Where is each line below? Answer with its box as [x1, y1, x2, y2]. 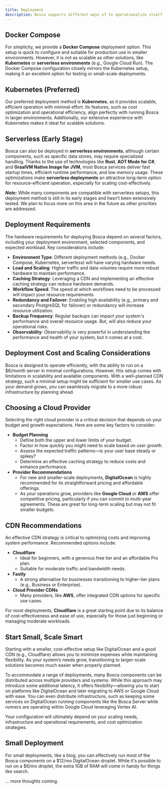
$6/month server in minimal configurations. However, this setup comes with [5, 368, 162, 374]
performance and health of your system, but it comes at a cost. [12, 334, 143, 340]
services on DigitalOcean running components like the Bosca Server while [5, 698, 158, 705]
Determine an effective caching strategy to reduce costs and [20, 459, 146, 465]
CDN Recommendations [5, 521, 82, 530]
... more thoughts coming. [5, 778, 59, 784]
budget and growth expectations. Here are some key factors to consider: [5, 422, 155, 428]
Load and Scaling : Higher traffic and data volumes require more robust [12, 265, 159, 271]
